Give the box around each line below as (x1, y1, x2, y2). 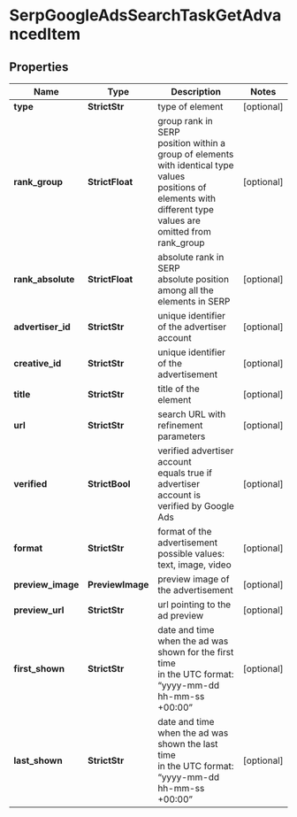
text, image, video (157, 559, 232, 571)
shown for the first (157, 646, 234, 658)
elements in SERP (157, 296, 231, 307)
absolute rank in (157, 251, 225, 263)
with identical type (157, 159, 234, 171)
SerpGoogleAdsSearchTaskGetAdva (9, 5, 282, 26)
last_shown (13, 754, 64, 767)
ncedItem (9, 24, 81, 44)
